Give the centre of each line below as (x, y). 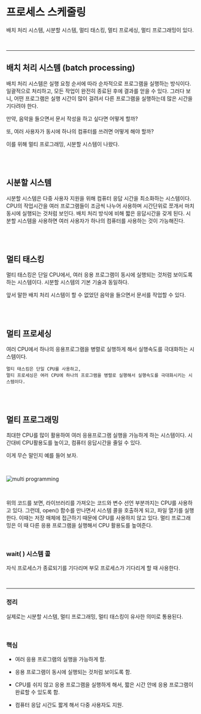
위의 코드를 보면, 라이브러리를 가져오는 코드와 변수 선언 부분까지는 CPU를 (92, 503)
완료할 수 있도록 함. (37, 692)
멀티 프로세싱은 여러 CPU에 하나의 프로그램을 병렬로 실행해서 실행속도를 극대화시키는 (96, 376)
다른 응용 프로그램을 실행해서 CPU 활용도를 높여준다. (91, 525)
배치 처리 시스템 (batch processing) (71, 68)
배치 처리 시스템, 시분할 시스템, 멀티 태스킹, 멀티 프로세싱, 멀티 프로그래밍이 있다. (100, 30)
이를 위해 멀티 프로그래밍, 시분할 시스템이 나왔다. (63, 144)
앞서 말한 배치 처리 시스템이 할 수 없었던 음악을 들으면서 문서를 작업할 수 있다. (96, 295)
